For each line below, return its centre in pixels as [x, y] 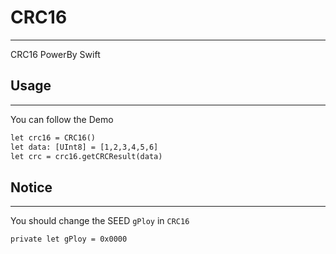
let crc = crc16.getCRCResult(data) [86, 156]
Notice [31, 187]
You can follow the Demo [62, 119]
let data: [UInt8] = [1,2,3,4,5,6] [84, 147]
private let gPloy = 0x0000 [69, 239]
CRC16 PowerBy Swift [55, 54]
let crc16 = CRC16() [53, 137]
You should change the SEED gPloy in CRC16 [100, 221]
